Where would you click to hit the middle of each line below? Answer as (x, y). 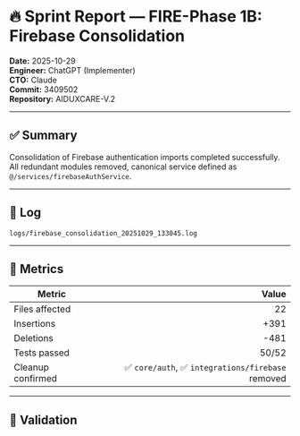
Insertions (35, 324)
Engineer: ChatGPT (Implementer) (72, 70)
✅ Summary (43, 136)
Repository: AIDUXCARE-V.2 (62, 98)
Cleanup (31, 367)
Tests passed (42, 353)
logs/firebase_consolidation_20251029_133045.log (104, 233)
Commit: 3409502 (44, 89)
